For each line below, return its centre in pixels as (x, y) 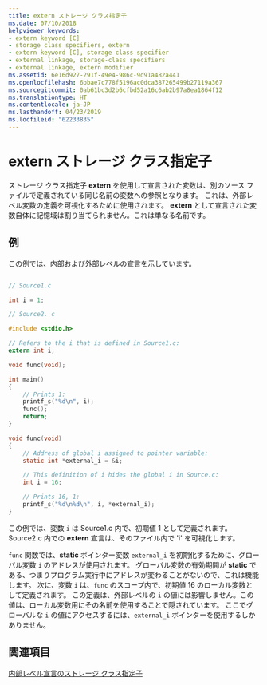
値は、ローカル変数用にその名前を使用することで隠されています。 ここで (128, 604)
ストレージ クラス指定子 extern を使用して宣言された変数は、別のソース (127, 185)
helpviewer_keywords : (44, 30)
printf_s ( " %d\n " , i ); (58, 402)
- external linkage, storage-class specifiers (87, 61)
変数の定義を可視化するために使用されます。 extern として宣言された (136, 205)
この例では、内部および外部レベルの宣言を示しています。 (102, 263)
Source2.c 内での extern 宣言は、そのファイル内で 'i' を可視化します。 (124, 538)
